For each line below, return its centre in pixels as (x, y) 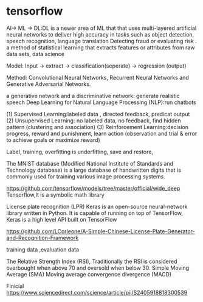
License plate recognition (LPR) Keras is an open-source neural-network (97, 206)
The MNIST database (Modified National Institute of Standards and (90, 163)
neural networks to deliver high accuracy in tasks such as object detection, (100, 34)
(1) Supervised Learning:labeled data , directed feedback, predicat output (98, 114)
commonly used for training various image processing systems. (86, 176)
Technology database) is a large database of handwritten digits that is (94, 170)
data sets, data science (36, 54)
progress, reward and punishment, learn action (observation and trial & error (102, 133)
